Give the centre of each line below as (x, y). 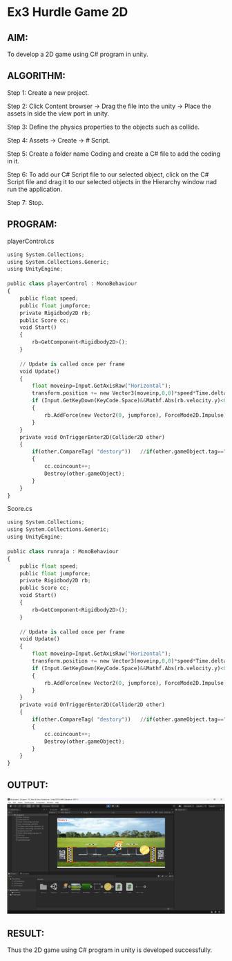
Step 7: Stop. (25, 202)
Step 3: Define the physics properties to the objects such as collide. (104, 127)
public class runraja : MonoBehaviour (63, 551)
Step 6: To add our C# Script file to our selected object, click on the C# (108, 174)
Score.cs (20, 509)
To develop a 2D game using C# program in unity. (78, 54)
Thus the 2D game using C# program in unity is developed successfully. (110, 950)
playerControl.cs (31, 241)
